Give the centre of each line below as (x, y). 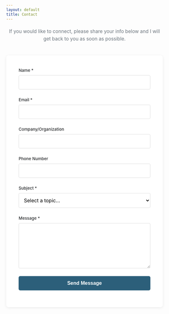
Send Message (84, 283)
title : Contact (22, 14)
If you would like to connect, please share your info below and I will (84, 31)
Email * (26, 99)
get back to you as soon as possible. (84, 39)
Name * (26, 70)
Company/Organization (42, 129)
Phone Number (33, 158)
